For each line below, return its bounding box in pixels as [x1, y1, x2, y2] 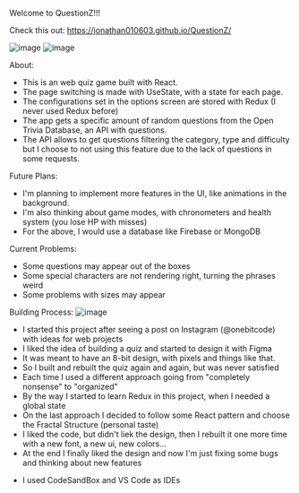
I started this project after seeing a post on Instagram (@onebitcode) [21, 324, 276, 334]
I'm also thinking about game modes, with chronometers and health [21, 207, 271, 218]
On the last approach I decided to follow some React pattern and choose [21, 410, 291, 420]
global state [21, 401, 66, 411]
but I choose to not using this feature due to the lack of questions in [21, 143, 272, 154]
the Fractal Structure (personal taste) [21, 419, 159, 429]
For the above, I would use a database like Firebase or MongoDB [21, 226, 261, 237]
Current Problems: [9, 244, 78, 254]
